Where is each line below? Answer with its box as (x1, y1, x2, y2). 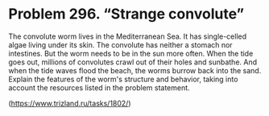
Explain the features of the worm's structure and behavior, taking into (8, 74, 238, 84)
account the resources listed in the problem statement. (8, 82, 191, 93)
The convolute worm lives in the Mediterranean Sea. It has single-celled (8, 31, 247, 41)
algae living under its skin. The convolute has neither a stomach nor (8, 39, 233, 49)
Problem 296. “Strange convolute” (8, 5, 244, 23)
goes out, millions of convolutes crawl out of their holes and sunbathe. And (8, 57, 258, 67)
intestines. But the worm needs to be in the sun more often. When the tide (8, 48, 254, 58)
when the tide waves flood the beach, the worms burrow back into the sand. (8, 65, 262, 75)
